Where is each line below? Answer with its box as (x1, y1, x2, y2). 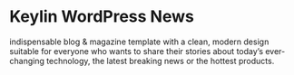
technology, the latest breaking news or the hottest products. (46, 55, 275, 66)
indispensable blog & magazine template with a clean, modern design (9, 36, 269, 47)
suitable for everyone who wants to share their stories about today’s (9, 45, 264, 56)
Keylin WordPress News (9, 6, 195, 27)
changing (9, 55, 45, 66)
